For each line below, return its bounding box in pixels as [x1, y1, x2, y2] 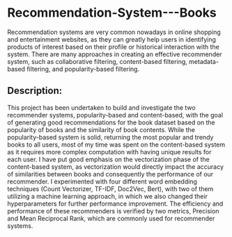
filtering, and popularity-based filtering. [26, 65, 140, 73]
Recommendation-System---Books [7, 5, 217, 21]
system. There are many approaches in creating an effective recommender [7, 50, 222, 58]
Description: [7, 85, 63, 97]
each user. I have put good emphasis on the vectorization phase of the [7, 155, 210, 163]
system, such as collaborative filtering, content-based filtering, [7, 57, 188, 65]
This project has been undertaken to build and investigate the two [7, 103, 196, 112]
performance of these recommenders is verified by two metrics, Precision [7, 206, 219, 215]
